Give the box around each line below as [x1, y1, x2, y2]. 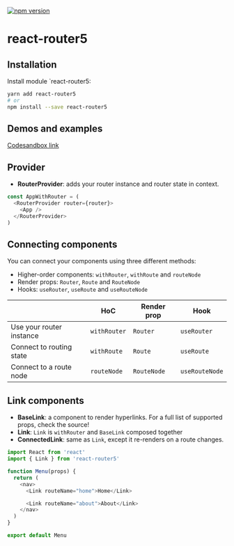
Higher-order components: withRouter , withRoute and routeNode [17, 270, 201, 279]
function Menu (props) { [7, 468, 77, 475]
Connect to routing [10, 342, 72, 352]
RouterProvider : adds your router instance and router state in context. [17, 180, 219, 188]
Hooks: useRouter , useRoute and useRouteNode [17, 286, 148, 294]
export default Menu [7, 532, 68, 539]
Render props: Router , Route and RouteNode [17, 278, 141, 286]
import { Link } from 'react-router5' [7, 455, 120, 462]
